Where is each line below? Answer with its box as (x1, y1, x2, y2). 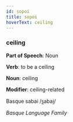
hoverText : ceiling (6, 19, 53, 25)
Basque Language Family (6, 109, 68, 116)
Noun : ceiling (6, 74, 38, 82)
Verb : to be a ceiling (6, 63, 55, 70)
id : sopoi (6, 8, 30, 15)
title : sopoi (6, 14, 38, 20)
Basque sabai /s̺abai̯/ (6, 97, 56, 104)
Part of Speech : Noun (6, 52, 59, 59)
